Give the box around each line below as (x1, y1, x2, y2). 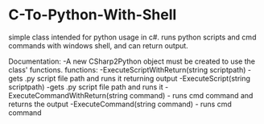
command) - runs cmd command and (129, 90, 254, 100)
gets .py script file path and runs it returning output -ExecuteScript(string (8, 73, 251, 83)
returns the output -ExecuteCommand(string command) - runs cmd (8, 99, 232, 109)
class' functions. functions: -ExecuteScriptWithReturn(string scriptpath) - (8, 64, 252, 74)
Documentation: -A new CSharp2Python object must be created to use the (8, 56, 256, 66)
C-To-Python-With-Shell (8, 6, 177, 24)
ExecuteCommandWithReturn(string (8, 90, 129, 100)
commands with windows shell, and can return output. (8, 40, 189, 50)
